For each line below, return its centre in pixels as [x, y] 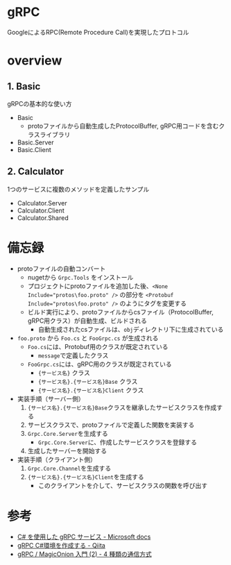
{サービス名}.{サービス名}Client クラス [91, 390]
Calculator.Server [42, 203]
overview [35, 61]
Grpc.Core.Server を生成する [68, 433]
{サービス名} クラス [64, 373]
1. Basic [24, 86]
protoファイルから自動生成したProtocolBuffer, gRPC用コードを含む [123, 126]
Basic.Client [34, 149]
